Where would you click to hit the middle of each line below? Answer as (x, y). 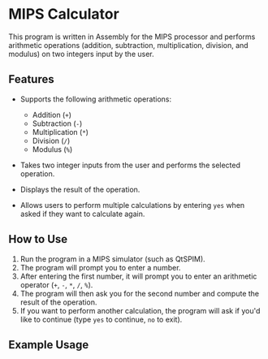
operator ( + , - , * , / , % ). (56, 284)
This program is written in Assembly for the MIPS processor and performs (132, 37)
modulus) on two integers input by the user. (81, 54)
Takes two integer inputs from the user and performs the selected (130, 165)
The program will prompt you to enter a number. (100, 267)
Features (31, 79)
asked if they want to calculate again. (82, 214)
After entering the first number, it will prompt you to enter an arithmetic (138, 276)
